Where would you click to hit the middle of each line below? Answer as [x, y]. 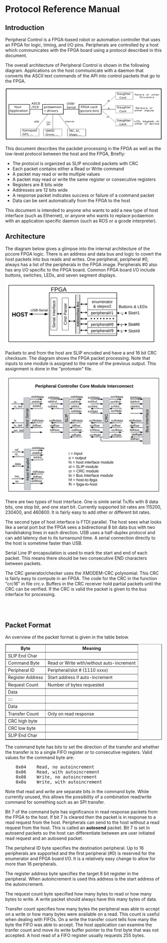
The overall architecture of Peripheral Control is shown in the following [77, 65]
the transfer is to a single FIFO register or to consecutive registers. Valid [79, 752]
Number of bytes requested [76, 684]
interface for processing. [31, 595]
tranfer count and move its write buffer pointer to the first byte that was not [82, 930]
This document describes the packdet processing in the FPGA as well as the [83, 149]
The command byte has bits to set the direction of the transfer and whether [82, 747]
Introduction [25, 28]
